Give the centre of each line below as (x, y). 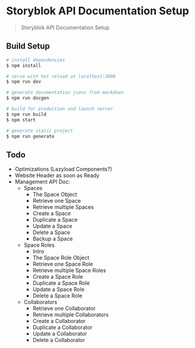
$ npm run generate (30, 136)
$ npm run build (26, 114)
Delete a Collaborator (59, 340)
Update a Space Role (58, 290)
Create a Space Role (58, 277)
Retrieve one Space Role (63, 264)
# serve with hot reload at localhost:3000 (61, 76)
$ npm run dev (24, 82)
